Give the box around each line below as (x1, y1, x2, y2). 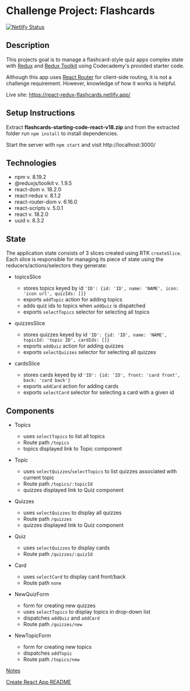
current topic (23, 474, 55, 481)
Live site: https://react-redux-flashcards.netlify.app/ (6, 91, 131, 98)
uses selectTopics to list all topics (23, 433, 105, 439)
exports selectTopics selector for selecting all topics (23, 308, 150, 315)
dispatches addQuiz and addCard (23, 614, 100, 621)
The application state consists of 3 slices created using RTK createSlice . (6, 250, 182, 257)
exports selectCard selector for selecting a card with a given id (23, 389, 174, 396)
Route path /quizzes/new (23, 621, 83, 627)
